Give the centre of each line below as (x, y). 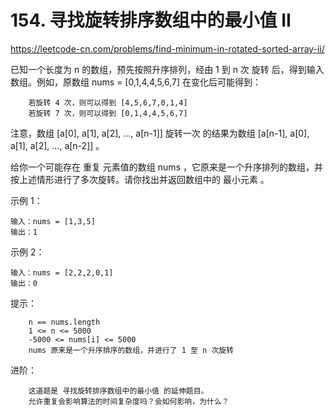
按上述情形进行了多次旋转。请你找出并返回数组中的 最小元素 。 (140, 179)
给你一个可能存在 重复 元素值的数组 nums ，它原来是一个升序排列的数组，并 (166, 167)
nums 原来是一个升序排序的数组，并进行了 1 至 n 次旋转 (131, 350)
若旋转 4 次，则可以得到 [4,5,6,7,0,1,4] (108, 102)
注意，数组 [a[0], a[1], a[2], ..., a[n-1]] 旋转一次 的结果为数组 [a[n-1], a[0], (160, 133)
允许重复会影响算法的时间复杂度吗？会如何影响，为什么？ (129, 401)
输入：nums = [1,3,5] (53, 221)
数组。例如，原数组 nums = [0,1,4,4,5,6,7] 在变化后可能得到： (136, 82)
